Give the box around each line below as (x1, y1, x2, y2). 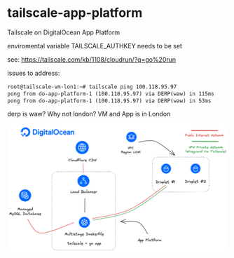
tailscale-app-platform (7, 5, 143, 21)
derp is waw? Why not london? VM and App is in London (7, 109, 171, 118)
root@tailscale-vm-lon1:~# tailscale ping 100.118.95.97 (7, 83, 177, 90)
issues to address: (7, 69, 60, 77)
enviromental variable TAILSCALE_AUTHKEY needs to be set (7, 41, 182, 50)
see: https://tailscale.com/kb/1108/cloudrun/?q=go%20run (7, 55, 177, 64)
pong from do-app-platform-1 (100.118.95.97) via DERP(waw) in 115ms (7, 90, 215, 97)
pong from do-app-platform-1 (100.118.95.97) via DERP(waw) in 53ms (7, 97, 212, 104)
